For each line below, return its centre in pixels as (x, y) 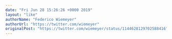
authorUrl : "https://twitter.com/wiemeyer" (52, 24)
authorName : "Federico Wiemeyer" (41, 19)
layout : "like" (21, 15)
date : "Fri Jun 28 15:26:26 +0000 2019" (49, 10)
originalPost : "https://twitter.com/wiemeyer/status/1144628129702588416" (87, 29)
